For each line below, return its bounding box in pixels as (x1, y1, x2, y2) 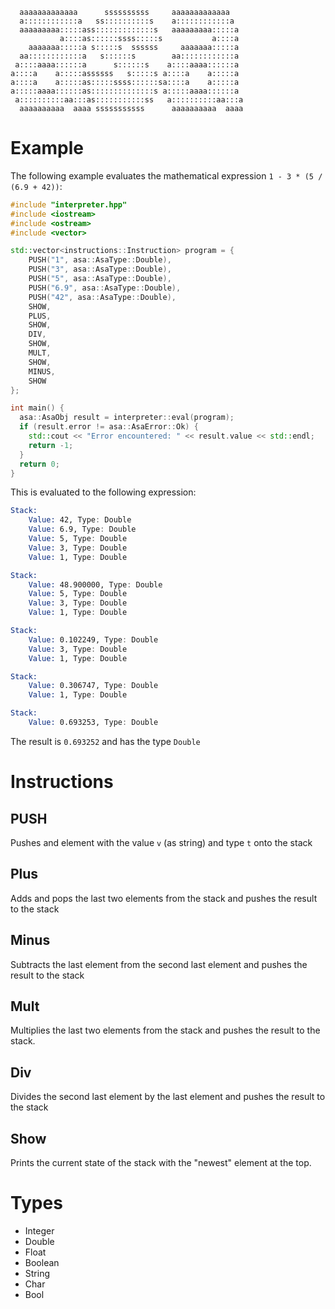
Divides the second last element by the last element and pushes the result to (10, 1091, 326, 1103)
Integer (24, 1224, 55, 1237)
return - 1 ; (28, 440, 74, 450)
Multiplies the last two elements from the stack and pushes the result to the (10, 1024, 321, 1037)
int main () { (10, 403, 65, 413)
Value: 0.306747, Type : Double (28, 681, 159, 691)
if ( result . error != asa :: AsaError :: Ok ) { (19, 422, 199, 432)
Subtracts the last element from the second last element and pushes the (10, 958, 308, 970)
